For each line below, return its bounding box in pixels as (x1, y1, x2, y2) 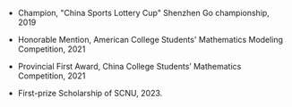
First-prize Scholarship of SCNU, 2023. (17, 88, 163, 98)
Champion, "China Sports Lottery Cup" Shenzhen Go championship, (17, 8, 271, 18)
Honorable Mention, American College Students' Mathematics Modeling (17, 35, 284, 45)
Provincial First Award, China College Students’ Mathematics (17, 62, 242, 71)
